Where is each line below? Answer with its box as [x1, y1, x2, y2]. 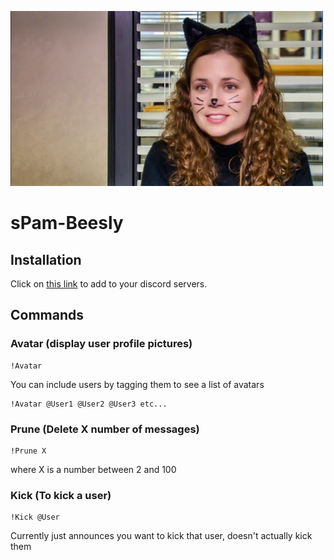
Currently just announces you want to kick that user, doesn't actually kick [10, 530, 313, 542]
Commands [10, 307, 85, 324]
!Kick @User [10, 512, 60, 523]
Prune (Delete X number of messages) [10, 422, 200, 436]
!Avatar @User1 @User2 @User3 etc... [10, 399, 168, 409]
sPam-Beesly [10, 212, 124, 235]
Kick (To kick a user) [10, 488, 112, 502]
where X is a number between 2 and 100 [10, 463, 177, 475]
